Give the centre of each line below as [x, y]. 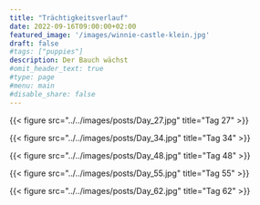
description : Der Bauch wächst [69, 60]
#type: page [32, 77]
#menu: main [32, 86]
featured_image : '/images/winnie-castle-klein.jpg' [109, 35]
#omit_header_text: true [57, 69]
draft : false [34, 43]
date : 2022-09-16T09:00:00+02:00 [73, 26]
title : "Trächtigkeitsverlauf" [69, 18]
